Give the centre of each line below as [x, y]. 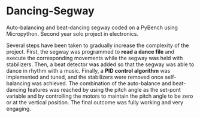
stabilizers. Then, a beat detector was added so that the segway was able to [100, 64]
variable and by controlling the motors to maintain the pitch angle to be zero [100, 96]
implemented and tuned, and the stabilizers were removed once [85, 77]
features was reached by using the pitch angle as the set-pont [104, 89]
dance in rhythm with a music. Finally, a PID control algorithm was [88, 70]
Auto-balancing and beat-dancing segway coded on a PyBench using [92, 27]
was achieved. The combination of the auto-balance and [102, 83]
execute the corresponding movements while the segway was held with [95, 58]
